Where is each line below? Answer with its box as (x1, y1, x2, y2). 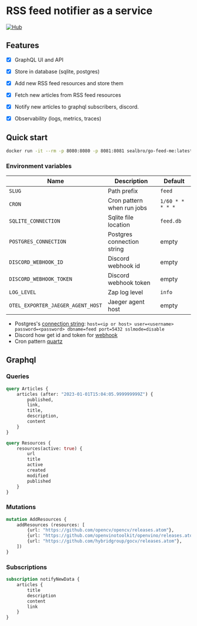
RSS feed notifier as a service (6, 4, 153, 18)
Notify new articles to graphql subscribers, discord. (14, 103, 139, 110)
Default (163, 177, 185, 186)
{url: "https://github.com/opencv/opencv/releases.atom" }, (27, 527, 175, 533)
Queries (6, 372, 29, 381)
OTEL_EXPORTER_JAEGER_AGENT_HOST (9, 302, 103, 309)
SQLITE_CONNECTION (9, 218, 60, 224)
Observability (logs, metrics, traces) (14, 115, 101, 122)
